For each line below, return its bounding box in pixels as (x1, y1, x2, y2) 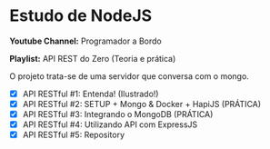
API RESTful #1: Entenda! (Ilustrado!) (22, 88, 159, 99)
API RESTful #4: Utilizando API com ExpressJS (22, 119, 198, 130)
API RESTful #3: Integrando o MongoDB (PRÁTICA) (22, 109, 214, 120)
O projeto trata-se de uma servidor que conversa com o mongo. (9, 70, 250, 82)
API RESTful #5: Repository (22, 129, 125, 141)
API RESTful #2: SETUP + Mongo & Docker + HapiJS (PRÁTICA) (22, 99, 262, 109)
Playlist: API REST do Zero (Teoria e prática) (9, 53, 176, 64)
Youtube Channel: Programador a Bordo (9, 35, 162, 46)
